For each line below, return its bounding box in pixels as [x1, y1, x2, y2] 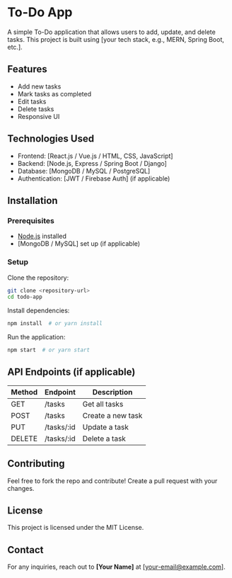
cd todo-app [7, 293, 42, 301]
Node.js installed [17, 232, 67, 241]
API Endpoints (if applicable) [7, 366, 136, 378]
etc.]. [7, 42, 23, 51]
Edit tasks [17, 97, 47, 106]
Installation [7, 194, 58, 206]
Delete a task [82, 433, 126, 443]
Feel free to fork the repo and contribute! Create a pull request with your [7, 476, 218, 485]
